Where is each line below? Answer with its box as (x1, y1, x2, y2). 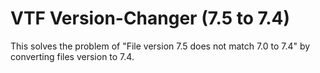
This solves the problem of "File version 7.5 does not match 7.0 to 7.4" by (10, 40, 311, 52)
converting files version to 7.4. (10, 50, 135, 62)
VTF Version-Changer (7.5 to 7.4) (10, 7, 291, 30)
